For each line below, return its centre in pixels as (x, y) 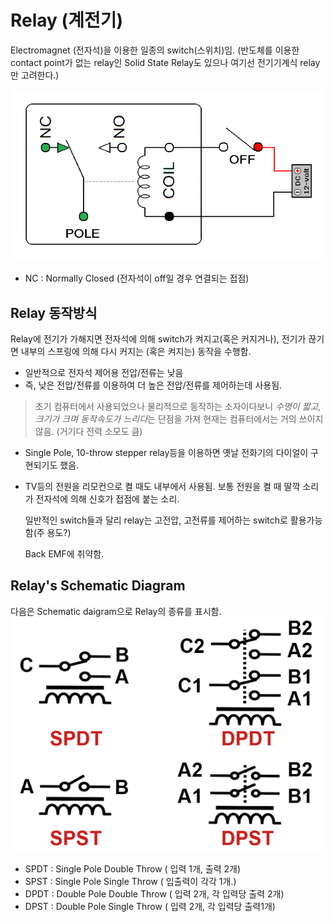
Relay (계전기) (66, 20)
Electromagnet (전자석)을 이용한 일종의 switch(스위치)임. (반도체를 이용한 (155, 50)
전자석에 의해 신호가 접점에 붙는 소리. (107, 499)
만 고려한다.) (35, 75)
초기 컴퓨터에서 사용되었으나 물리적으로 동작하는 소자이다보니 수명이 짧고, (178, 407)
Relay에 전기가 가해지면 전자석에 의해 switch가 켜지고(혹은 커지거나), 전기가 (158, 339)
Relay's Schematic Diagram (98, 586)
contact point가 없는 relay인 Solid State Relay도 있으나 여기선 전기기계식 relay (165, 62)
